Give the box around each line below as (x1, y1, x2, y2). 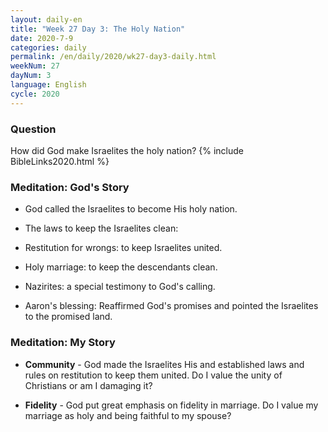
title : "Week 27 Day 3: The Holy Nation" (10, 24, 186, 34)
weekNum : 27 (10, 61, 60, 71)
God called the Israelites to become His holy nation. (24, 203, 238, 215)
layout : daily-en (10, 14, 83, 25)
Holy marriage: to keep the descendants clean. (24, 261, 218, 273)
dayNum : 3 (10, 71, 52, 81)
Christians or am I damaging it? (24, 379, 153, 391)
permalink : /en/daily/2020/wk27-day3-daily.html (10, 52, 217, 62)
